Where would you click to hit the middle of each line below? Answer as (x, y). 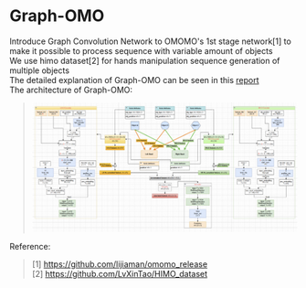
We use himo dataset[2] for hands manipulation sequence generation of (145, 60)
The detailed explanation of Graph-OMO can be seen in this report (134, 80)
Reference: (30, 247)
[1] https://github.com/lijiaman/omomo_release (120, 264)
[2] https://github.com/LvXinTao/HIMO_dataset (120, 274)
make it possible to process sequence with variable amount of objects (141, 50)
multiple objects (40, 70)
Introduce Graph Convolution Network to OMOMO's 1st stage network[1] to (151, 41)
